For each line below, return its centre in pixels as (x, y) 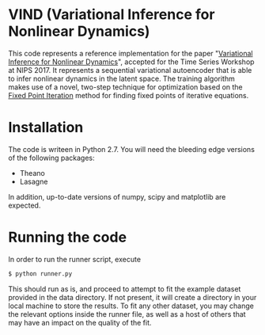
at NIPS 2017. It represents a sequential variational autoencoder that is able (130, 70)
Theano (32, 173)
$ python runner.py (40, 274)
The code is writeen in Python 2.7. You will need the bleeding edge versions (132, 149)
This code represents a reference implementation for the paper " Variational (131, 53)
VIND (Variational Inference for (112, 15)
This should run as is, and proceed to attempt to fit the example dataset (125, 289)
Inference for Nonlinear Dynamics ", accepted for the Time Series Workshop (131, 62)
